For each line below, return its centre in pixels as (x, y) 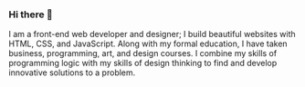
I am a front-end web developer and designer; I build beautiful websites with (152, 34)
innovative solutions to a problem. (72, 72)
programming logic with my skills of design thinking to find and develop (143, 63)
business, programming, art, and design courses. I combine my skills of (143, 53)
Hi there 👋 (31, 14)
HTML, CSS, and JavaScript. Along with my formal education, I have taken (148, 43)
